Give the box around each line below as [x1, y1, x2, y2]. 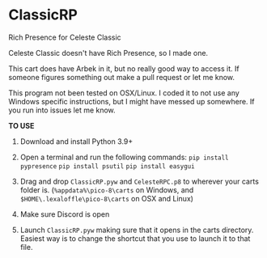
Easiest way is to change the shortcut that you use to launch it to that [19, 233, 251, 243]
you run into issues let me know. [8, 105, 116, 115]
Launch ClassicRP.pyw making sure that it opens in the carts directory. [19, 225, 254, 235]
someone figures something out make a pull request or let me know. [8, 72, 235, 82]
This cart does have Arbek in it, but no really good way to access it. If [8, 63, 240, 74]
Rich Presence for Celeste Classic [8, 32, 121, 42]
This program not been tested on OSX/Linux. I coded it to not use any [8, 87, 240, 98]
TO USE [8, 121, 35, 130]
